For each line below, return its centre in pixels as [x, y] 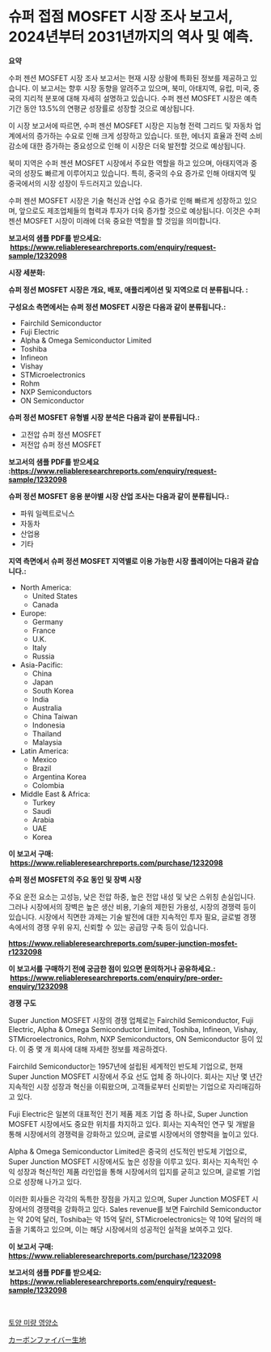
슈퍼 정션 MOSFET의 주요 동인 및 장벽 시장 [75, 879]
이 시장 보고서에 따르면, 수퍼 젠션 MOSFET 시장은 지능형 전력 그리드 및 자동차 [131, 126]
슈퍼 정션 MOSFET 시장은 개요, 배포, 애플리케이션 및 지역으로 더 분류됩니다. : [128, 289]
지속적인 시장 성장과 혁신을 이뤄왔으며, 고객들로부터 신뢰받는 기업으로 [117, 1086]
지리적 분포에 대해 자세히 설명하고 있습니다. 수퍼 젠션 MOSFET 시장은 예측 [140, 98]
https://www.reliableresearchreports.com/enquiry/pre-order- [116, 978]
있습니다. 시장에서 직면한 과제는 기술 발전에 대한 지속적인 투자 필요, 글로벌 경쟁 [132, 917]
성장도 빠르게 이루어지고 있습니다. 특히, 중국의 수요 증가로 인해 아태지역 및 [140, 173]
